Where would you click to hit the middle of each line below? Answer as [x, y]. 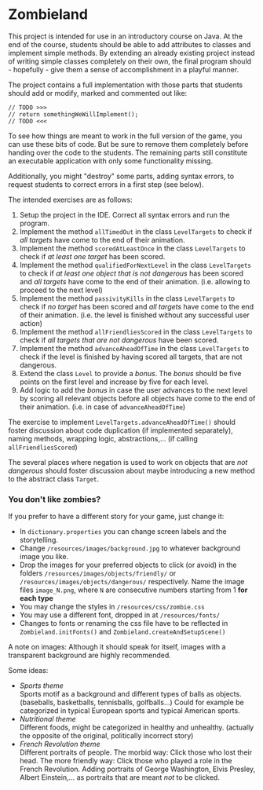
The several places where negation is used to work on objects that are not [128, 462]
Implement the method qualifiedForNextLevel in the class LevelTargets [135, 265]
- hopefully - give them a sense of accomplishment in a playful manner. [124, 69]
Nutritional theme [47, 719]
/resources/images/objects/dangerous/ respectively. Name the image [132, 582]
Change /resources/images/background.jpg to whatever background [130, 548]
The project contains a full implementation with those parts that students [126, 85]
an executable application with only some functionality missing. [111, 161]
